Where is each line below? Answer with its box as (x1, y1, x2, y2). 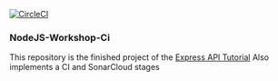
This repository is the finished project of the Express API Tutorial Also (9, 52, 270, 63)
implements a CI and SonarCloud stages (9, 62, 161, 73)
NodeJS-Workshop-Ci (9, 31, 111, 44)
